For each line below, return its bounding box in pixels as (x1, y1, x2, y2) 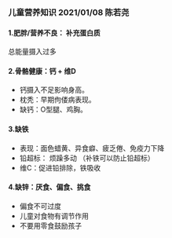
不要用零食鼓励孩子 (19, 221, 82, 230)
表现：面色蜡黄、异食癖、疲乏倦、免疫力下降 (19, 143, 165, 152)
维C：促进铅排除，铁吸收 (19, 163, 101, 172)
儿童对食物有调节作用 (19, 211, 89, 221)
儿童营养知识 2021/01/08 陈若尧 (8, 6, 130, 17)
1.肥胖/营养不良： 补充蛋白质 (8, 27, 101, 37)
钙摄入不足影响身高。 (19, 85, 89, 95)
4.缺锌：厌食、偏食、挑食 (8, 182, 91, 192)
